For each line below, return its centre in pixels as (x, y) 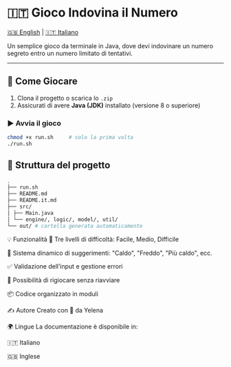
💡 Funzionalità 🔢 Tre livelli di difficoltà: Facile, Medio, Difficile (93, 239)
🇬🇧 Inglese (24, 356)
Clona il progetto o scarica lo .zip (65, 98)
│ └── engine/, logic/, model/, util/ (63, 219)
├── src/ (20, 207)
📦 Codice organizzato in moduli (53, 293)
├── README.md (27, 194)
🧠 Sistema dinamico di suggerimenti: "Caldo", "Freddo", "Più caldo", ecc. (110, 253)
